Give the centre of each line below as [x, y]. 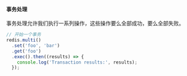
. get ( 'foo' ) [27, 51]
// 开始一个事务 [24, 35]
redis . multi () [24, 40]
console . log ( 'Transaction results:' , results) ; [77, 62]
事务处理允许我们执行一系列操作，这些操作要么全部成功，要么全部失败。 [95, 23]
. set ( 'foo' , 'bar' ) [36, 45]
